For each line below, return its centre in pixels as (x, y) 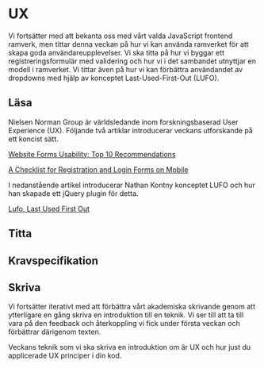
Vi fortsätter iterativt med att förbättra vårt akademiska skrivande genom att (132, 307)
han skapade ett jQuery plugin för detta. (73, 193)
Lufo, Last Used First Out (49, 209)
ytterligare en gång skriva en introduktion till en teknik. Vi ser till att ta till (126, 315)
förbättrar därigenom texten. (55, 332)
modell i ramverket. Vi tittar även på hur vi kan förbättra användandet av (126, 69)
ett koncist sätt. (34, 139)
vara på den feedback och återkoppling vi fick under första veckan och (124, 324)
